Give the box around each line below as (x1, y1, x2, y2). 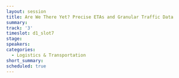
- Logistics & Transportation (11, 52, 86, 58)
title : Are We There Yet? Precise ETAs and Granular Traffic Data (6, 14, 174, 20)
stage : (6, 36, 23, 42)
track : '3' (6, 25, 33, 31)
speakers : (6, 42, 31, 48)
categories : (6, 47, 36, 53)
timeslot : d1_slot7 (6, 30, 55, 36)
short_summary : (6, 57, 44, 63)
